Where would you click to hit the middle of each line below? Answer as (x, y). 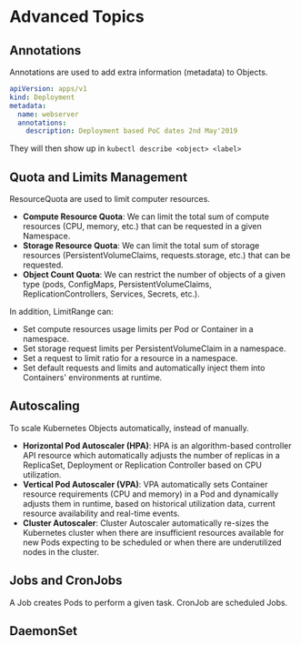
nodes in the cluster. (61, 551)
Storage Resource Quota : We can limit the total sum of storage (141, 246)
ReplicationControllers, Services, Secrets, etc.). (111, 294)
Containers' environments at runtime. (92, 378)
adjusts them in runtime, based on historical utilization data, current (149, 503)
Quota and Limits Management (99, 177)
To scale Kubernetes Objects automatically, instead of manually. (130, 428)
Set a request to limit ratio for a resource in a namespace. (130, 358)
